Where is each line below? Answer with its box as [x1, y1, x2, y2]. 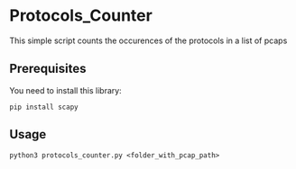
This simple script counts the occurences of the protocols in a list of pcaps [9, 35, 288, 46]
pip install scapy [9, 102, 79, 111]
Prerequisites [9, 61, 87, 76]
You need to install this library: [9, 84, 122, 95]
